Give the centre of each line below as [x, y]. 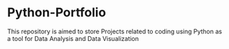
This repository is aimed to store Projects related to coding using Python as [114, 31]
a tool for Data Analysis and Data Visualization [73, 38]
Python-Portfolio [57, 13]
